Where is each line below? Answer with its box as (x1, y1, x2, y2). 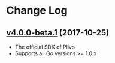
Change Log (6, 4, 68, 17)
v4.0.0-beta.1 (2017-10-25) (6, 28, 110, 38)
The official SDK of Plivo (14, 43, 75, 50)
